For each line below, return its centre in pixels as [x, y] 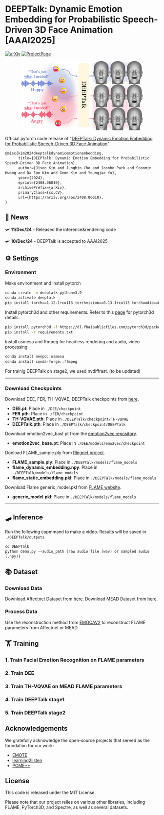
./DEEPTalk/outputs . [25, 537]
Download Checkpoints [33, 388]
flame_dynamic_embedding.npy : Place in [55, 467]
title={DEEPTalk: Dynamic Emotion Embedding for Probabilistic [84, 158]
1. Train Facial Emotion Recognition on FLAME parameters [75, 660]
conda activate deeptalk [30, 298]
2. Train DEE [20, 673]
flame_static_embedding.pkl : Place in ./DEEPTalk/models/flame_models [84, 478]
